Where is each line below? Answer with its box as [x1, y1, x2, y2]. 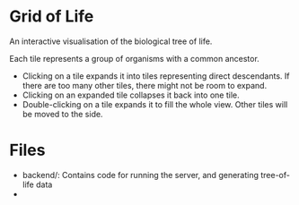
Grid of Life [9, 6, 94, 27]
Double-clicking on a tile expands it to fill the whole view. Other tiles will [22, 98, 288, 109]
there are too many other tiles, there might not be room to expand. [22, 80, 268, 90]
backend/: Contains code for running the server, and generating [22, 169, 259, 180]
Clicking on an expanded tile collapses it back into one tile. [22, 90, 240, 100]
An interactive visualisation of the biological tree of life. [9, 36, 213, 47]
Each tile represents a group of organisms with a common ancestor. [9, 53, 260, 64]
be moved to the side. [22, 108, 103, 119]
